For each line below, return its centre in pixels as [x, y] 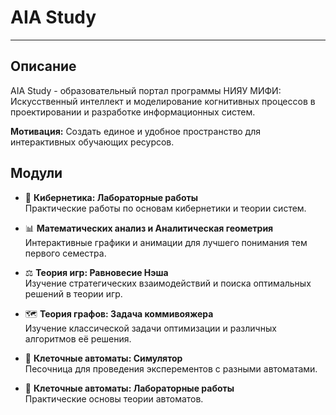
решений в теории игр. [73, 293]
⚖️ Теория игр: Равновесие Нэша [96, 272]
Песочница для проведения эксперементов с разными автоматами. [171, 368]
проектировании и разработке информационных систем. [133, 112]
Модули [36, 173]
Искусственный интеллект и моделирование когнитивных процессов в [163, 101]
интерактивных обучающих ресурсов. [92, 142]
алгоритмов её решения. [78, 338]
